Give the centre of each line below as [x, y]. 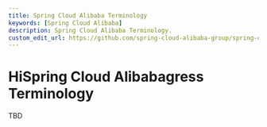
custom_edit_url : [37, 38]
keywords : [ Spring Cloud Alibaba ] [66, 23]
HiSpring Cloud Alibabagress [106, 77]
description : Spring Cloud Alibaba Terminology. [90, 30]
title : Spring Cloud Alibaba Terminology [78, 15]
